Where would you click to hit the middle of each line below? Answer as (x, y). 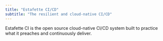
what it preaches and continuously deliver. (48, 33)
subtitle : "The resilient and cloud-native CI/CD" (59, 14)
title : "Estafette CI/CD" (32, 10)
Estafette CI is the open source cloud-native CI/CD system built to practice (81, 28)
